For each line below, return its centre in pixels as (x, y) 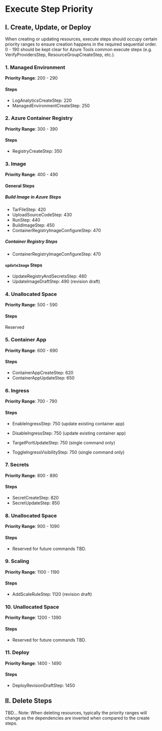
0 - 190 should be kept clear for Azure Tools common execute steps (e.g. (79, 49)
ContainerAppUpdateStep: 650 (43, 378)
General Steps (20, 186)
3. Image (16, 164)
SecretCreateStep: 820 (35, 498)
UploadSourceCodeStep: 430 (42, 214)
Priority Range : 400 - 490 (32, 175)
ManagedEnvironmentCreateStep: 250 (51, 105)
